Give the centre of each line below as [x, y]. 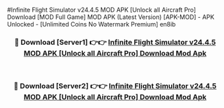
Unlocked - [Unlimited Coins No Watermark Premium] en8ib [91, 24]
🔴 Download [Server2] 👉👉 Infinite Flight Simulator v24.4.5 [115, 86]
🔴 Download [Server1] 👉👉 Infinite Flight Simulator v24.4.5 [115, 42]
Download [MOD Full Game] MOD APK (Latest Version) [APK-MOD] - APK [111, 17]
